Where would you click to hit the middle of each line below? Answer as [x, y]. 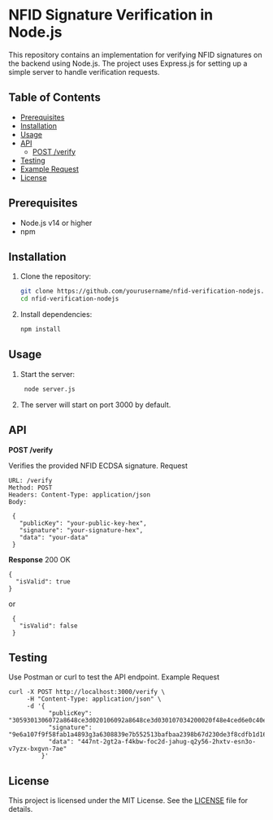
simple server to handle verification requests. [84, 72]
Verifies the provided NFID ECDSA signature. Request [98, 466]
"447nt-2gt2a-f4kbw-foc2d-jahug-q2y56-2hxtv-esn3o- [167, 742]
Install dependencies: [56, 315]
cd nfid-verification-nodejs [69, 299]
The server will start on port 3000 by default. [95, 405]
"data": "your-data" [54, 537]
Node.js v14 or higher [56, 223]
